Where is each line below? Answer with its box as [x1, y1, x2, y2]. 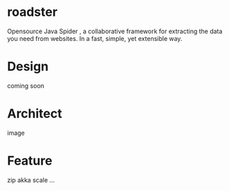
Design [7, 59, 49, 75]
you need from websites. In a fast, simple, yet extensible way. [7, 34, 183, 42]
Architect [7, 106, 62, 122]
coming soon [7, 81, 45, 90]
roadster [7, 4, 57, 20]
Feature [7, 153, 53, 168]
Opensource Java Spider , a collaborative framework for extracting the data [7, 27, 223, 35]
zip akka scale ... [7, 176, 55, 184]
